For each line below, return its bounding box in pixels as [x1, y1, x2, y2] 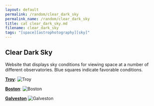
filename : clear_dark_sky [5, 26, 59, 31]
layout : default [5, 7, 39, 12]
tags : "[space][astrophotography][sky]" [5, 30, 90, 35]
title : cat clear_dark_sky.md [5, 21, 68, 26]
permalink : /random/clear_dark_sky [5, 12, 79, 17]
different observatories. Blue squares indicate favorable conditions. [5, 67, 143, 72]
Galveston [5, 95, 27, 101]
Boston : [5, 86, 22, 92]
